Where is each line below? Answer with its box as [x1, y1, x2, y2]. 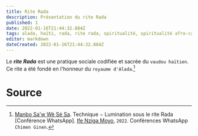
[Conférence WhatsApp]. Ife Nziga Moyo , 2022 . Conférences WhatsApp [14, 117, 189, 124]
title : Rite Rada [6, 8, 49, 15]
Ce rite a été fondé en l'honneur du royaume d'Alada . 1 [6, 64, 136, 72]
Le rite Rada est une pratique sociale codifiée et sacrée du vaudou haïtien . [6, 57, 189, 65]
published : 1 [6, 20, 38, 25]
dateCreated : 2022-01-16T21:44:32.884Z [6, 42, 104, 48]
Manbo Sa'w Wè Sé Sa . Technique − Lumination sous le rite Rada [14, 111, 174, 118]
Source [6, 86, 42, 99]
